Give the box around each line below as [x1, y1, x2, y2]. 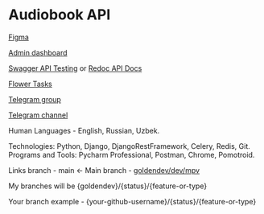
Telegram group [8, 94, 62, 104]
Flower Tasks [8, 79, 52, 88]
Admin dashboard [8, 47, 68, 57]
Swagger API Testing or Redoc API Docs [8, 63, 142, 73]
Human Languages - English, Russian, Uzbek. [8, 126, 160, 135]
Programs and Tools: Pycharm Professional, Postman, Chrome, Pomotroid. [8, 150, 255, 159]
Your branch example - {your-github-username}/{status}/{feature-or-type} [8, 196, 257, 206]
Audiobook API [8, 6, 111, 24]
